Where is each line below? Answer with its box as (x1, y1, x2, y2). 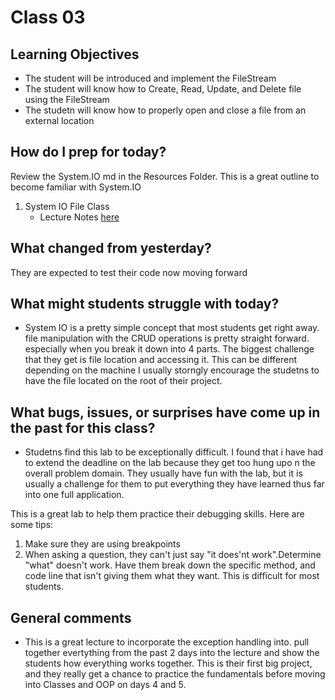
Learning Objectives (10, 46, 140, 63)
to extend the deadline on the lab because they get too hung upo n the (24, 457, 316, 469)
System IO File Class (24, 200, 110, 212)
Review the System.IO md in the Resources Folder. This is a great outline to (10, 170, 320, 182)
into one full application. (24, 489, 125, 501)
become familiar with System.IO (10, 181, 142, 193)
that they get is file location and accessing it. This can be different (24, 354, 298, 366)
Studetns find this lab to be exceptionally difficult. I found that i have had (24, 446, 324, 458)
